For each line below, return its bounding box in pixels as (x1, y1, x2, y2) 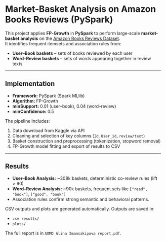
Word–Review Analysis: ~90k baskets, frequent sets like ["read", (12, 186, 148, 192)
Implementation (5, 80, 55, 88)
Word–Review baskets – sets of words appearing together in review (12, 55, 151, 61)
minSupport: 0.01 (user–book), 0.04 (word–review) (12, 103, 116, 109)
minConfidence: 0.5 (12, 108, 54, 114)
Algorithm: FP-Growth (12, 98, 58, 104)
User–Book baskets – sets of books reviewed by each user (12, 50, 133, 56)
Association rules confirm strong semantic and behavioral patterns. (12, 196, 150, 202)
